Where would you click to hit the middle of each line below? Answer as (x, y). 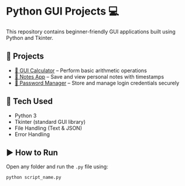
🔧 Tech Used (29, 101)
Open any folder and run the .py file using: (57, 167)
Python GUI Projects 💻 (63, 11)
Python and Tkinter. (30, 38)
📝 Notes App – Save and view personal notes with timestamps (89, 76)
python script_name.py (34, 177)
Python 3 (25, 116)
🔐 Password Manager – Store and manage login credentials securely (97, 83)
